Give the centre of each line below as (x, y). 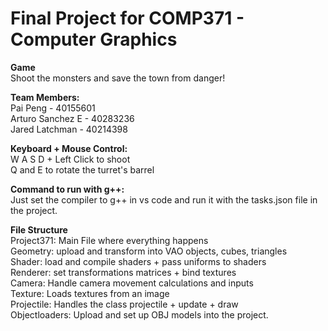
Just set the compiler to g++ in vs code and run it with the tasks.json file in (164, 199)
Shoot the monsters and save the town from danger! (118, 78)
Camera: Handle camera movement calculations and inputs (132, 283)
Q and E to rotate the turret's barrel (82, 169)
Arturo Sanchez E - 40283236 (72, 118)
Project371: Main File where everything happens (109, 240)
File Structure (39, 229)
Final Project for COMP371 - (127, 18)
